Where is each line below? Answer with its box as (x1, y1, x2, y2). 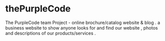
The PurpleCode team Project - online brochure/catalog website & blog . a (5, 19, 160, 25)
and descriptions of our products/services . (5, 30, 96, 36)
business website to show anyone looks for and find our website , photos (5, 24, 158, 30)
